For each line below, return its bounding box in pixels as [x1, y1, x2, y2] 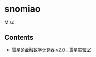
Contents [4, 33, 34, 42]
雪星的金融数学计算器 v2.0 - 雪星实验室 [11, 47, 91, 53]
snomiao [4, 3, 41, 14]
